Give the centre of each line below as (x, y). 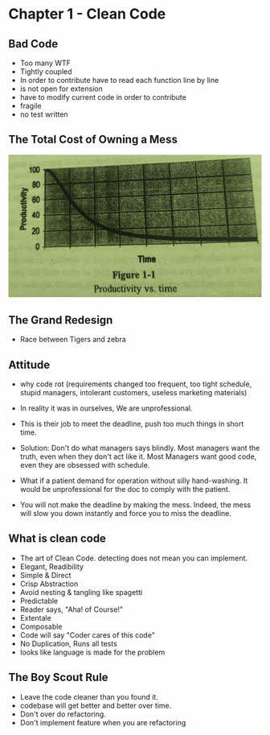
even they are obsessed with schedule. (85, 465)
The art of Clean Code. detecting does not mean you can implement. (133, 558)
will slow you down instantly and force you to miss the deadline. (125, 514)
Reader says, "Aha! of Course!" (71, 609)
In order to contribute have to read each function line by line (119, 80)
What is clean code (57, 539)
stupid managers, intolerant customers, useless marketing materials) (133, 393)
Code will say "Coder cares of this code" (87, 635)
